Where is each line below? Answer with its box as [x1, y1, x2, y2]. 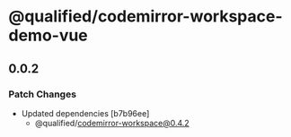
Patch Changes [8, 88, 77, 100]
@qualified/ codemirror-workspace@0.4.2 [34, 117, 190, 128]
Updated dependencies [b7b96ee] [21, 107, 150, 118]
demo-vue [8, 25, 89, 46]
